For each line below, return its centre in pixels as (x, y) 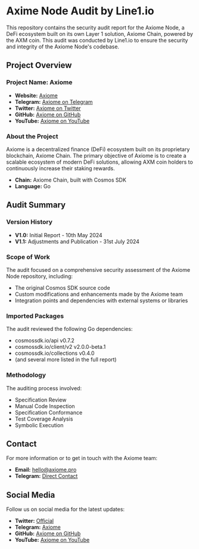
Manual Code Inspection (45, 406)
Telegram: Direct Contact (46, 476)
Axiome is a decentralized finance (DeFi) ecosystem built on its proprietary (98, 149)
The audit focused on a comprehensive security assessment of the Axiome (98, 269)
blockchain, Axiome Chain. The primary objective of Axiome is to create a (96, 155)
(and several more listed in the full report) (66, 360)
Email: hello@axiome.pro (46, 470)
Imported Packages (35, 316)
